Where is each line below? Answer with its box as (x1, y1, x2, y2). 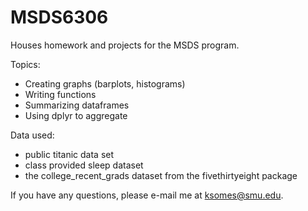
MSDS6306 (10, 6, 109, 29)
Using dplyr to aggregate (24, 109, 128, 121)
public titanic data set (24, 148, 115, 160)
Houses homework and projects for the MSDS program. (10, 39, 240, 51)
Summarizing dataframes (24, 99, 130, 111)
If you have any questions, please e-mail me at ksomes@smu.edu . (10, 189, 284, 201)
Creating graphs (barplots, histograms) (24, 77, 186, 90)
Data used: (10, 129, 55, 141)
